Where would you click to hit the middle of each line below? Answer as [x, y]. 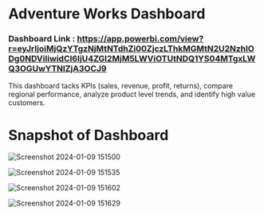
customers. [27, 103]
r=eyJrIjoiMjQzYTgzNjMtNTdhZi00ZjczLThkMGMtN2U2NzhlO [132, 49]
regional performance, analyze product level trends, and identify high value [132, 94]
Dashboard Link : [42, 39]
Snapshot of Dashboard [89, 135]
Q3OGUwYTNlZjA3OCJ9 [57, 68]
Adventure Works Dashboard [107, 14]
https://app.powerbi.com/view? [140, 39]
